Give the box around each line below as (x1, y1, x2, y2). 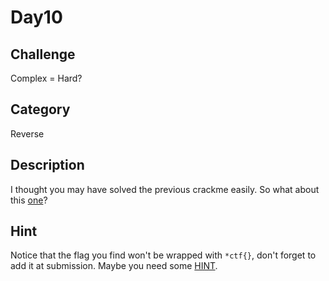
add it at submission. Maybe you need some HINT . (10, 260, 218, 272)
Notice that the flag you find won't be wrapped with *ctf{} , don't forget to (10, 249, 317, 261)
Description (10, 157, 85, 174)
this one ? (10, 194, 48, 206)
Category (10, 101, 71, 118)
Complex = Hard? (10, 72, 83, 84)
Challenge (10, 46, 76, 63)
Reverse (10, 127, 45, 140)
